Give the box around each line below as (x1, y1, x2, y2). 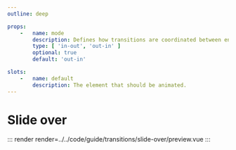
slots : (7, 68, 27, 75)
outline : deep (7, 10, 49, 18)
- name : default (20, 75, 74, 82)
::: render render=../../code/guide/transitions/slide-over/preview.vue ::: (7, 135, 211, 144)
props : (7, 23, 27, 30)
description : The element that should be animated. (32, 82, 188, 89)
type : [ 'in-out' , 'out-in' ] (32, 43, 121, 50)
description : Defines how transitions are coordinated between (32, 36, 221, 43)
